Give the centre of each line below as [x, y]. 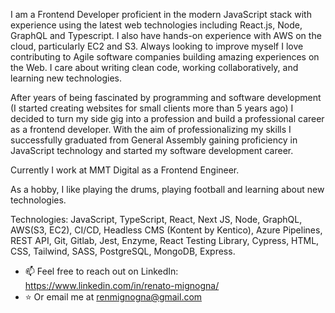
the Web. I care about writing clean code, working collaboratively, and [154, 67]
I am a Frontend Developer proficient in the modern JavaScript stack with [161, 14]
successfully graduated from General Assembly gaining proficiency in [154, 140]
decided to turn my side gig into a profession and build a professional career [167, 118]
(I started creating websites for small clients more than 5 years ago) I [152, 108]
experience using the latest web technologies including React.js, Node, [156, 25]
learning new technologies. [66, 78]
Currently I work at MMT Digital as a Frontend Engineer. [125, 170]
